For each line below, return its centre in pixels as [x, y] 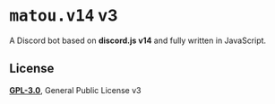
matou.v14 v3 [64, 16]
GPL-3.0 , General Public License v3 [75, 90]
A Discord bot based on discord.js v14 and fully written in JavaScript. [138, 40]
